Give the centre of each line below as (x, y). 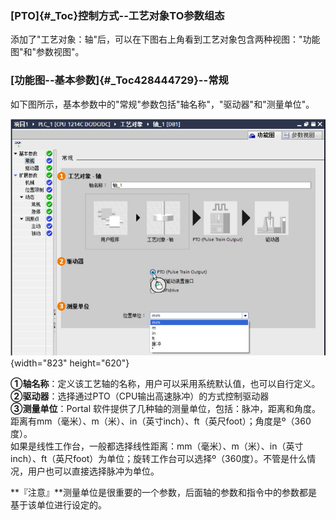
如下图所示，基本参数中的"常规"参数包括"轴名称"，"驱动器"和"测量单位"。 (162, 104)
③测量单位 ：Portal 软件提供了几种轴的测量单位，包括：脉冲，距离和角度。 (166, 409)
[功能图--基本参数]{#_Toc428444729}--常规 (119, 80)
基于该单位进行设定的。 (58, 505)
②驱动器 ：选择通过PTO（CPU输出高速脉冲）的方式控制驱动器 (140, 396)
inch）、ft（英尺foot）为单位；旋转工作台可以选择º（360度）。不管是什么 (159, 459)
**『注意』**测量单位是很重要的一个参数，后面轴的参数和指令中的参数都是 (164, 493)
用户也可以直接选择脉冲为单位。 (93, 471)
